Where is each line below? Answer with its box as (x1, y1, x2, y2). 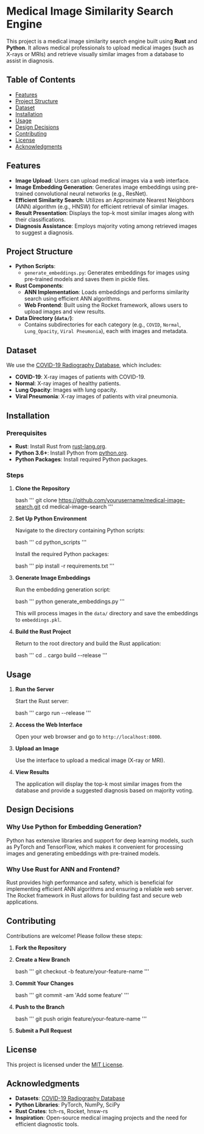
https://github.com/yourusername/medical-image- (58, 497, 186, 504)
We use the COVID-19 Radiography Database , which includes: (6, 362, 162, 369)
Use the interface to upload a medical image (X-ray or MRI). (15, 756, 166, 764)
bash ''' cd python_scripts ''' (15, 539, 87, 546)
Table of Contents (6, 75, 76, 85)
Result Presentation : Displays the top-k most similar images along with (15, 209, 194, 216)
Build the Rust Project (15, 628, 71, 635)
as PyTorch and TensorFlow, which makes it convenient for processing (6, 843, 184, 850)
